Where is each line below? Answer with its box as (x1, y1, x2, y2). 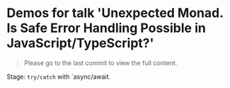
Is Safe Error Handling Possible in (6, 20, 206, 36)
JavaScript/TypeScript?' (6, 35, 154, 51)
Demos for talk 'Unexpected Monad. (6, 5, 224, 21)
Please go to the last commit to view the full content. (23, 58, 178, 67)
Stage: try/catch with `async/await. (6, 72, 111, 81)
